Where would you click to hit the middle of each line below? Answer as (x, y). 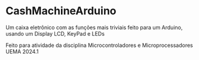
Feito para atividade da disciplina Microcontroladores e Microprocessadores (99, 45)
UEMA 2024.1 (22, 51)
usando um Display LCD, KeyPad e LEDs (55, 33)
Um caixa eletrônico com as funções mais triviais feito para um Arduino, (94, 27)
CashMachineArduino (61, 11)
